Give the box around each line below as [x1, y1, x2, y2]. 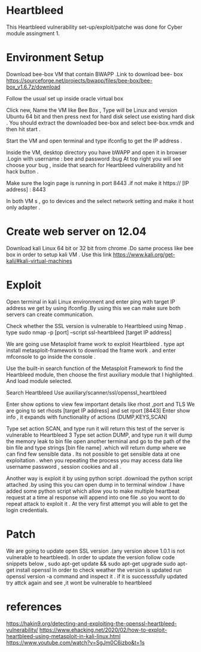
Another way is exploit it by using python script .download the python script [6, 474, 193, 482]
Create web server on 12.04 [6, 225, 147, 238]
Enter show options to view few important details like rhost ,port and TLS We [6, 401, 195, 408]
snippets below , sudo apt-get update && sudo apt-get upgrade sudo [6, 560, 176, 567]
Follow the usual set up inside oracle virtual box [6, 95, 124, 102]
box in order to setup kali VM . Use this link [6, 251, 112, 258]
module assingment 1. [6, 29, 60, 37]
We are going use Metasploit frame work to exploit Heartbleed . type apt [6, 340, 184, 347]
